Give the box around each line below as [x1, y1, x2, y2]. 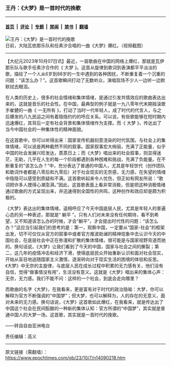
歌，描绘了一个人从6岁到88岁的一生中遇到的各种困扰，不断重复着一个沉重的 [5, 70, 165, 77]
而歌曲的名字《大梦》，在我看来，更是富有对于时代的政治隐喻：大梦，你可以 [5, 286, 164, 292]
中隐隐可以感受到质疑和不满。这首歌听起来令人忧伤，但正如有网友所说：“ [5, 175, 159, 181]
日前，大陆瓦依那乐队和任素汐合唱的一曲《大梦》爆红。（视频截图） [5, 42, 146, 48]
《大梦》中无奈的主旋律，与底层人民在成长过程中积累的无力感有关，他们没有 [5, 263, 164, 269]
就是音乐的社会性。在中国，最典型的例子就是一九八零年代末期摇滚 [22, 100, 161, 107]
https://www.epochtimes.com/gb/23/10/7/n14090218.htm [5, 354, 126, 360]
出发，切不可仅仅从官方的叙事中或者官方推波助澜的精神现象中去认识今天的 [5, 230, 161, 237]
